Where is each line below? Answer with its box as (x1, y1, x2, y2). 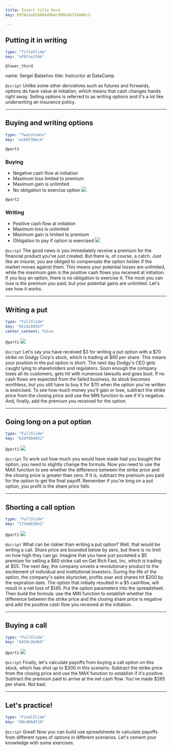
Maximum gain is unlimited (12, 181, 70, 187)
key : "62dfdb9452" (5, 436, 45, 441)
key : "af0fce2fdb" (5, 55, 45, 60)
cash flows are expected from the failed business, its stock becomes (5, 376, 150, 382)
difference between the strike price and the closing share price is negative (5, 596, 162, 602)
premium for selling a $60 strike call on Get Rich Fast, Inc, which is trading (5, 558, 162, 564)
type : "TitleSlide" (5, 49, 47, 55)
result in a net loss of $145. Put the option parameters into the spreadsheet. (5, 585, 165, 591)
